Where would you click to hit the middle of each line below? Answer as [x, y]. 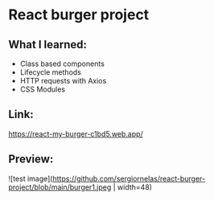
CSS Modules [43, 89]
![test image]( [31, 178]
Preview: [31, 159]
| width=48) [133, 187]
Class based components [62, 63]
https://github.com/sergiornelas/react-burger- [129, 178]
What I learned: [47, 45]
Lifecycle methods [51, 72]
